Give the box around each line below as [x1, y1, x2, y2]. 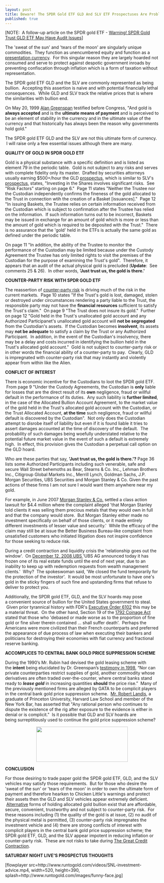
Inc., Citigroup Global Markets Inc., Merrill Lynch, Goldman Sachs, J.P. [5, 471, 146, 478]
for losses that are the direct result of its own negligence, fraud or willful [5, 389, 151, 395]
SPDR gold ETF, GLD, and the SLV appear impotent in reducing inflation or [5, 833, 154, 838]
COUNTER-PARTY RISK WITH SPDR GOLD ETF [5, 277, 101, 283]
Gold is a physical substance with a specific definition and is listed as [5, 160, 144, 166]
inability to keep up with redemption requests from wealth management [5, 564, 149, 569]
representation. [5, 71, 36, 76]
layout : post [5, 7, 32, 12]
